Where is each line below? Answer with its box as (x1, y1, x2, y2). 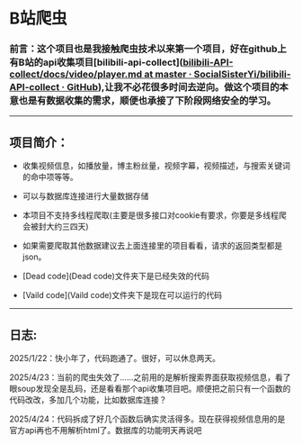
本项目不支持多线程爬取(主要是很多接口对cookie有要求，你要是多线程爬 (22, 210, 287, 221)
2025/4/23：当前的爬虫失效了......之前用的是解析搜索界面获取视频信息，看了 (9, 372, 291, 383)
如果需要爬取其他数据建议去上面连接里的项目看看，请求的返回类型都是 (22, 240, 283, 251)
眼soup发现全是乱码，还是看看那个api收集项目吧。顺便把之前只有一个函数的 (9, 384, 291, 394)
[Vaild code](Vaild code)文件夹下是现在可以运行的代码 (22, 290, 223, 301)
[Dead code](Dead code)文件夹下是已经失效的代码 (22, 271, 209, 282)
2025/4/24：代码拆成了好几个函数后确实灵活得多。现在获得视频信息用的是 (9, 413, 286, 424)
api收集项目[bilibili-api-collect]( (42, 56, 183, 68)
